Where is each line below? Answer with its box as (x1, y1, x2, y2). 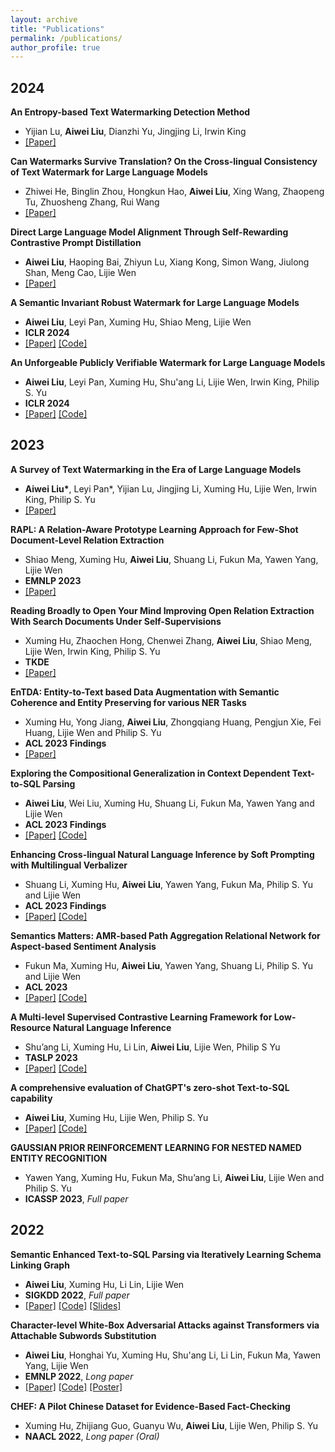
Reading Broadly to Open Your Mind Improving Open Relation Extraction (10, 604, 315, 616)
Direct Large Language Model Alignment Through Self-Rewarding (10, 226, 289, 238)
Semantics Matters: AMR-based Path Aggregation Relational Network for (10, 929, 321, 941)
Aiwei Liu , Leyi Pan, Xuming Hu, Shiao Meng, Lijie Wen (24, 316, 252, 328)
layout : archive (10, 14, 78, 25)
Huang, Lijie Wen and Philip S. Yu (24, 726, 162, 738)
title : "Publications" (10, 24, 105, 34)
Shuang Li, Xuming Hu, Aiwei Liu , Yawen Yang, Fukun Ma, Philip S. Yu (24, 878, 313, 890)
